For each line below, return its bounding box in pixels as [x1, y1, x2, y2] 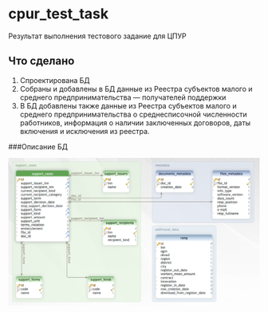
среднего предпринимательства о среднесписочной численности [19, 109, 247, 119]
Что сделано [8, 54, 75, 68]
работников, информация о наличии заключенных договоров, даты [19, 117, 251, 128]
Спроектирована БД [19, 75, 90, 85]
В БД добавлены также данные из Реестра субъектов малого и [19, 101, 237, 110]
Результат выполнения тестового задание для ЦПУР [8, 31, 187, 41]
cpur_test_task [8, 5, 109, 23]
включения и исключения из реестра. [19, 126, 150, 136]
